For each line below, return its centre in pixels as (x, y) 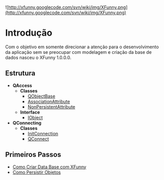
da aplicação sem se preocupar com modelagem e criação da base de (78, 52)
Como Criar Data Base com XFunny (49, 167)
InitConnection (43, 133)
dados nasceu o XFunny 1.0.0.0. (38, 57)
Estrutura (20, 73)
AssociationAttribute (49, 101)
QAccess (22, 85)
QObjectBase (41, 96)
